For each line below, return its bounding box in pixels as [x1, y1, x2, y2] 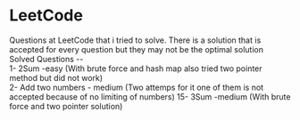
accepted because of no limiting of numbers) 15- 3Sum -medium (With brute [9, 91, 291, 102]
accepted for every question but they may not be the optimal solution [9, 44, 263, 54]
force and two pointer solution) [9, 100, 123, 111]
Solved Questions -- [9, 53, 84, 64]
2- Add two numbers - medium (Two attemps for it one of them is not [9, 82, 264, 92]
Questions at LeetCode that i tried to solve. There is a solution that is [9, 35, 262, 45]
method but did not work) [9, 72, 104, 83]
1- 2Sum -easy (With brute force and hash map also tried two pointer [9, 63, 262, 74]
